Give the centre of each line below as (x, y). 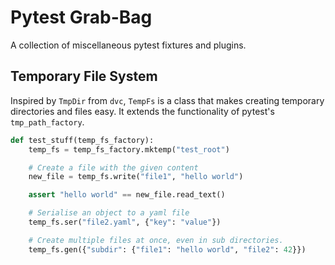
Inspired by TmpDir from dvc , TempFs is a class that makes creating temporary (167, 100)
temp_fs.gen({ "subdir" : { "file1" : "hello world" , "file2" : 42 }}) (167, 249)
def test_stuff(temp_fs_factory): (82, 140)
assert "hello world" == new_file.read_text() (127, 195)
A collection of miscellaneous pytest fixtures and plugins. (128, 45)
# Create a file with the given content (113, 167)
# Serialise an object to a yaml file (109, 213)
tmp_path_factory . (47, 122)
